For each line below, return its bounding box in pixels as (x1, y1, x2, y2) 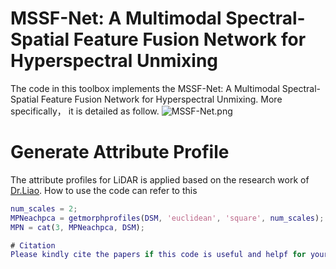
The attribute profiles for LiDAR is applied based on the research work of (10, 173, 310, 186)
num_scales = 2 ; (10, 203, 78, 214)
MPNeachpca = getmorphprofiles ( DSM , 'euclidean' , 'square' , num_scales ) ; (10, 213, 325, 223)
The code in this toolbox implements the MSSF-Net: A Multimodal (10, 82, 280, 94)
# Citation (10, 240, 56, 251)
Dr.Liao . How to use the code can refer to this (10, 184, 198, 196)
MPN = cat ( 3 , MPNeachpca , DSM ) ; (10, 222, 145, 232)
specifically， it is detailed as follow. (10, 105, 160, 117)
